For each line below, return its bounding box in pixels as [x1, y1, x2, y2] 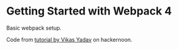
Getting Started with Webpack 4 [6, 4, 172, 18]
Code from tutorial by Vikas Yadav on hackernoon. [6, 36, 132, 43]
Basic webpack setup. [6, 24, 62, 31]
